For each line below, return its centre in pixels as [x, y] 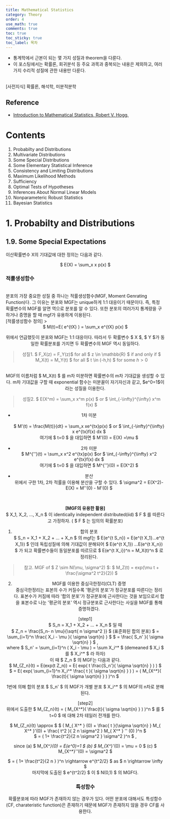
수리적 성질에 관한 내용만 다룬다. [54, 70]
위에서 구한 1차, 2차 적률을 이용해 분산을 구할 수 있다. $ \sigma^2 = [81, 482]
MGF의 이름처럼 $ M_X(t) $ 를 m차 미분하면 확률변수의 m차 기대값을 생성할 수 [82, 375]
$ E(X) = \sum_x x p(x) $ [85, 264]
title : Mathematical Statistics [40, 10]
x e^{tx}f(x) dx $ [89, 431]
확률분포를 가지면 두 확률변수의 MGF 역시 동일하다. [90, 343]
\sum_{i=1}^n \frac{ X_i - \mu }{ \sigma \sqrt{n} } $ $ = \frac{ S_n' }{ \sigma [85, 637]
